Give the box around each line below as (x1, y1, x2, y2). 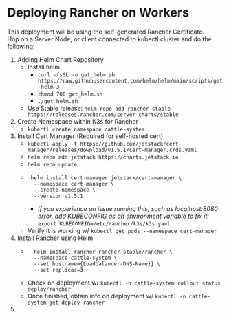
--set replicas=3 (33, 266, 84, 273)
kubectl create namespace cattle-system (27, 126, 145, 133)
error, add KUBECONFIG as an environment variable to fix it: (37, 212, 210, 220)
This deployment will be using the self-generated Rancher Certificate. (7, 27, 205, 36)
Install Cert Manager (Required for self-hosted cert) (17, 132, 164, 140)
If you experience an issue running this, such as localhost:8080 (37, 204, 219, 212)
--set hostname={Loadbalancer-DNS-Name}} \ (33, 260, 160, 267)
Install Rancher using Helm (17, 234, 94, 242)
